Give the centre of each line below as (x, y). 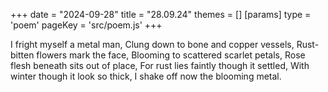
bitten (22, 55)
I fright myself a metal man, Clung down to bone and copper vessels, (152, 44)
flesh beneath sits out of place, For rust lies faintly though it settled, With (160, 65)
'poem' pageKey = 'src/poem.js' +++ (86, 25)
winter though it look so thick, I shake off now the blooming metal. (146, 76)
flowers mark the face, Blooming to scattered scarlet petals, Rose (171, 55)
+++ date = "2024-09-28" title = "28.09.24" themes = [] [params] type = (161, 14)
